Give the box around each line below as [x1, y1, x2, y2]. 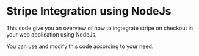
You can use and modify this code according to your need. [6, 43, 154, 50]
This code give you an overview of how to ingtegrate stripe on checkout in [6, 24, 194, 32]
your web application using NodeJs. [6, 30, 97, 38]
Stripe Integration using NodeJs [6, 4, 172, 18]
